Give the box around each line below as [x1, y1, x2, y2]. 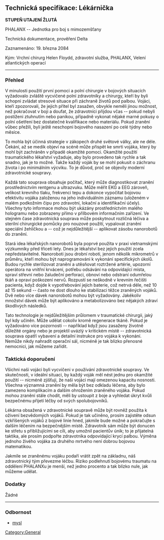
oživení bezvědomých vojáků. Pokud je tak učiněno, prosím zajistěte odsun [5, 413, 156, 418]
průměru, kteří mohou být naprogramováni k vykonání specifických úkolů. [5, 256, 154, 262]
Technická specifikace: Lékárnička [5, 4, 114, 12]
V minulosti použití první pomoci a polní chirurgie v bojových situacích [5, 88, 146, 94]
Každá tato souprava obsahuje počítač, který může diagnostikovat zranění [5, 179, 154, 185]
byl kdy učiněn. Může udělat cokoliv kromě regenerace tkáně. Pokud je [5, 317, 148, 324]
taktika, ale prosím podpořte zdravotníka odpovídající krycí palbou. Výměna [5, 433, 157, 439]
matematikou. [5, 444, 33, 450]
